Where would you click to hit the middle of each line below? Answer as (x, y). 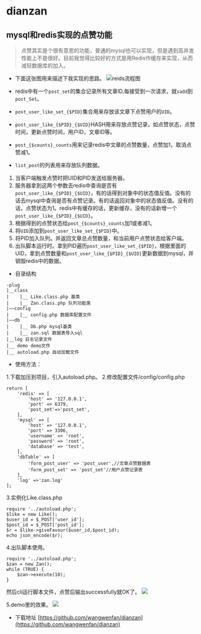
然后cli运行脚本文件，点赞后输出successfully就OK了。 (73, 592)
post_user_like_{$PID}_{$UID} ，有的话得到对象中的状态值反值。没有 (100, 193)
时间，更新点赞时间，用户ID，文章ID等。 (65, 132)
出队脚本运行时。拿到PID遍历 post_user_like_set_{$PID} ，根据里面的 (100, 246)
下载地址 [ (27, 617)
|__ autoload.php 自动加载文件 (43, 352)
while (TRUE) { (25, 569)
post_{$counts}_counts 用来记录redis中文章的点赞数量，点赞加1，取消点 (103, 145)
